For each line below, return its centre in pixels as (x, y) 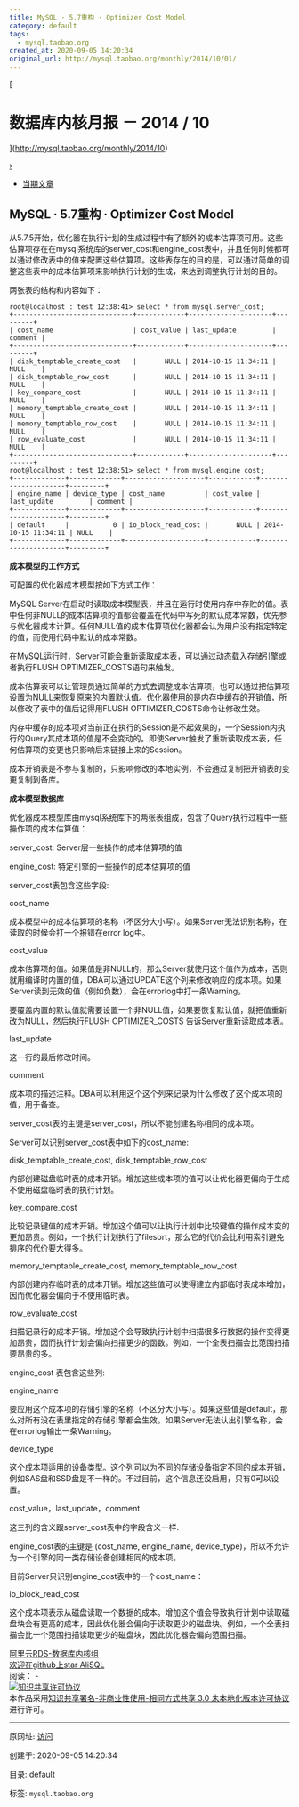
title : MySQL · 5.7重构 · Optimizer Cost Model (98, 17)
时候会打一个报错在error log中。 (91, 932)
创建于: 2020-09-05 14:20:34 (64, 1755)
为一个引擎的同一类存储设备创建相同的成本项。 (95, 1557)
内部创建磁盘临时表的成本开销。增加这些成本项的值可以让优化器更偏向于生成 (149, 1178)
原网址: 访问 (31, 1736)
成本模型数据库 (36, 798)
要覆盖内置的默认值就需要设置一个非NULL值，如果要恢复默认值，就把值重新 (148, 1009)
